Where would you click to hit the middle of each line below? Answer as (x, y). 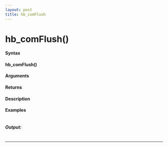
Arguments (17, 76)
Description (18, 99)
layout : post (19, 10)
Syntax (13, 53)
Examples (16, 110)
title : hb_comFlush (25, 14)
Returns (14, 87)
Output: (13, 127)
